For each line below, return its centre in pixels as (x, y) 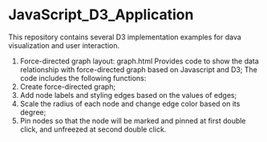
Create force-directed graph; (68, 87)
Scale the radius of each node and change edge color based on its (130, 103)
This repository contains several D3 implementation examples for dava (125, 37)
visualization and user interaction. (64, 45)
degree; (33, 112)
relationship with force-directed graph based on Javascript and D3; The (139, 69)
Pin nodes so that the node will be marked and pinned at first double (133, 120)
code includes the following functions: (83, 78)
